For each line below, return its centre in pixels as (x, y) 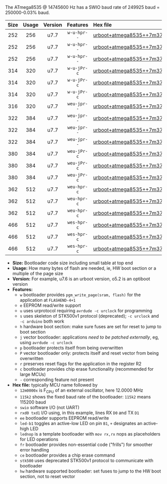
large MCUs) (33, 374)
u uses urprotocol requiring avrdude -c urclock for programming (86, 311)
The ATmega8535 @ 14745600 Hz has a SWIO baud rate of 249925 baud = (83, 7)
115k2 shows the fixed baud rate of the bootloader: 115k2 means (85, 397)
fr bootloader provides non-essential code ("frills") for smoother (86, 445)
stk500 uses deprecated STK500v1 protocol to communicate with (86, 460)
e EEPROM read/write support (50, 305)
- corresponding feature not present (57, 380)
